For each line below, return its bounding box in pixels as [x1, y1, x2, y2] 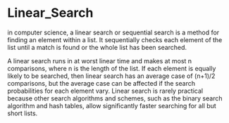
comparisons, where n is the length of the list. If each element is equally [7, 64, 216, 72]
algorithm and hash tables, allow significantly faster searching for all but [7, 101, 216, 110]
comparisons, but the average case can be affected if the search [7, 79, 196, 87]
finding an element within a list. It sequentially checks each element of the [7, 35, 223, 44]
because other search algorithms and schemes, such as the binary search [7, 93, 223, 103]
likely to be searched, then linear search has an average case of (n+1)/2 [7, 72, 216, 80]
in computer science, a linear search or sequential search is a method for [7, 28, 220, 37]
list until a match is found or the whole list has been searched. [7, 43, 187, 51]
